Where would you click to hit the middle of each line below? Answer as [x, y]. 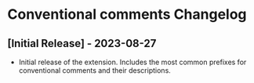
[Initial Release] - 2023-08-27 [82, 43]
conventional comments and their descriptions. [95, 70]
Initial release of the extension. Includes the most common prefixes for [132, 62]
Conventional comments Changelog [127, 14]
